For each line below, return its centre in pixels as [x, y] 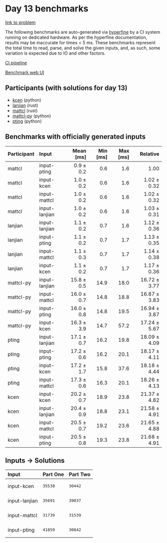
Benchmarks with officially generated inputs [75, 137]
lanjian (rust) [25, 105]
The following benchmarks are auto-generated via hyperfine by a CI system [83, 32]
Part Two [80, 474]
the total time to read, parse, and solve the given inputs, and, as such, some [83, 48]
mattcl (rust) [25, 110]
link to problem [20, 22]
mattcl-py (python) [32, 116]
